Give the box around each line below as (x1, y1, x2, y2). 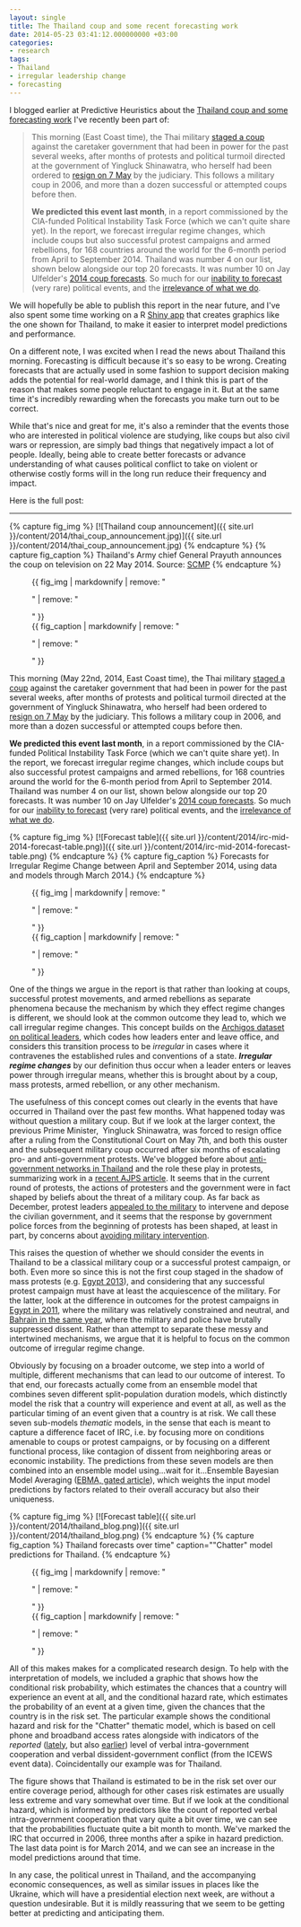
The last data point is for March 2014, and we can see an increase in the (9, 1842, 275, 1853)
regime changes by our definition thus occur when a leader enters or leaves (9, 1060, 291, 1071)
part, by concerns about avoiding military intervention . (9, 1230, 210, 1240)
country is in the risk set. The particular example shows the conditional (9, 1711, 271, 1721)
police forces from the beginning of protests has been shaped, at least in (9, 1220, 278, 1231)
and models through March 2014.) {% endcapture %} (9, 870, 206, 880)
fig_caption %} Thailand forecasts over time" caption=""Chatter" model (9, 1539, 273, 1550)
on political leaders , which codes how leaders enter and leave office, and (9, 1031, 279, 1042)
